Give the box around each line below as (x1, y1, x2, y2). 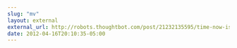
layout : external (7, 17, 59, 24)
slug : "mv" (7, 10, 39, 18)
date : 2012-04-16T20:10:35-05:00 (7, 30, 106, 37)
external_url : (7, 23, 49, 30)
